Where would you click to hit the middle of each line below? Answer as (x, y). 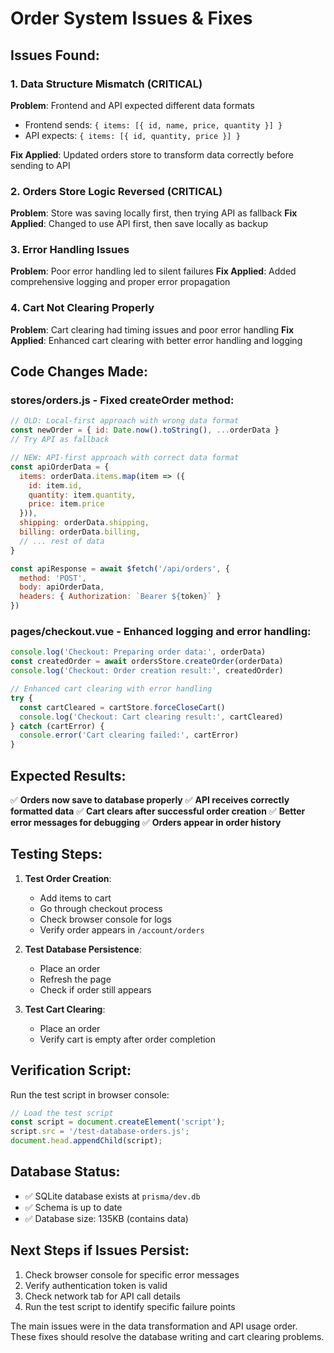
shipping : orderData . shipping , (84, 523)
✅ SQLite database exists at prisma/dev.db (112, 1196)
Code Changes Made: (79, 372)
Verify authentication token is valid (96, 1285)
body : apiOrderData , (62, 587)
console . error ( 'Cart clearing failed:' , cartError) (129, 735)
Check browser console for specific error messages (132, 1274)
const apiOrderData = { (60, 467)
